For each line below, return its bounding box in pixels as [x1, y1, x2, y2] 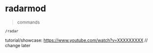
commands [17, 19, 40, 25]
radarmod [5, 3, 47, 14]
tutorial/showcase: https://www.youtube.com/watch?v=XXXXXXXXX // [5, 37, 148, 43]
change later [5, 42, 31, 48]
